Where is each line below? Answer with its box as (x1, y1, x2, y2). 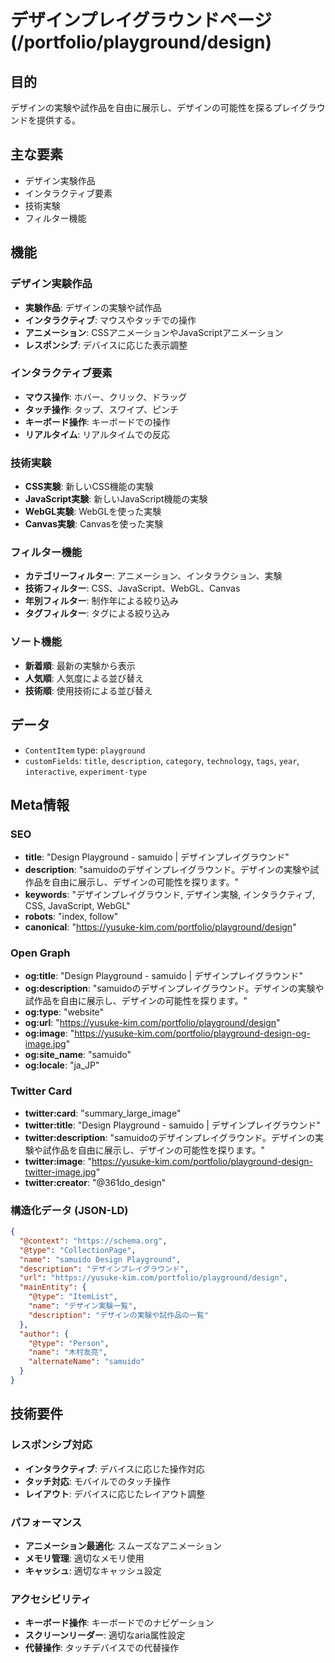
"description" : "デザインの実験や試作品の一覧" (28, 1310, 209, 1320)
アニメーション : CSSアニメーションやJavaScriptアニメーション (24, 326, 284, 338)
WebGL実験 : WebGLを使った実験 (24, 506, 162, 518)
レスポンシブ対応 (10, 1438, 93, 1452)
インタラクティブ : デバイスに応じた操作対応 (24, 1462, 205, 1475)
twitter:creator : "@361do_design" (24, 1176, 167, 1188)
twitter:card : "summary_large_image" (24, 1107, 182, 1119)
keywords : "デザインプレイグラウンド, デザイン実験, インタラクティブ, (24, 889, 316, 901)
